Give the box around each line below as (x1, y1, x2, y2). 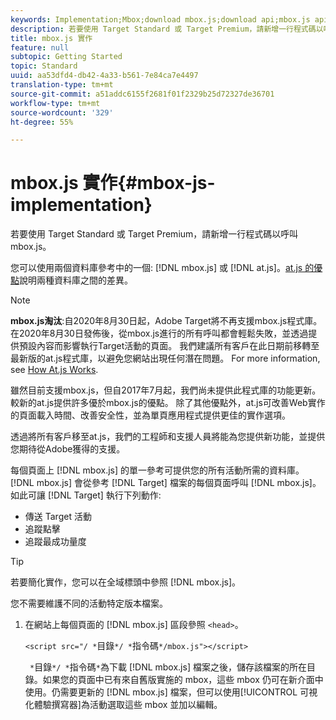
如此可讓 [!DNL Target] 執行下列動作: (10, 489, 162, 501)
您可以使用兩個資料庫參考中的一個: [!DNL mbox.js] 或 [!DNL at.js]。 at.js (10, 262, 303, 274)
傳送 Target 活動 (24, 511, 92, 523)
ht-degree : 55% (10, 117, 74, 127)
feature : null (10, 42, 70, 53)
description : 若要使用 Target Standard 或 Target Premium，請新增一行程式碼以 (10, 24, 324, 34)
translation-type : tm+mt (10, 80, 114, 90)
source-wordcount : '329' (10, 107, 114, 118)
